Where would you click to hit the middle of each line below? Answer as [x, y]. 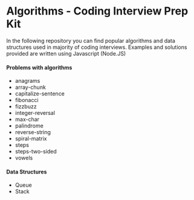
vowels [24, 158]
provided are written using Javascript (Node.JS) [66, 53]
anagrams [27, 81]
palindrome [29, 126]
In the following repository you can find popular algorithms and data [91, 40]
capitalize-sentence [40, 94]
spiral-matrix [31, 139]
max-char [27, 120]
